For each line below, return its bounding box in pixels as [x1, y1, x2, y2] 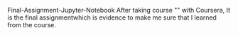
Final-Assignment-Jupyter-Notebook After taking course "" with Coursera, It [7, 6, 231, 14]
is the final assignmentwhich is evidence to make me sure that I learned [7, 13, 217, 22]
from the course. [7, 21, 57, 29]
